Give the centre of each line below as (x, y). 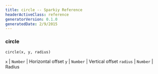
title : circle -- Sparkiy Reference (44, 10)
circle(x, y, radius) (28, 52)
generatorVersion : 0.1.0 (31, 19)
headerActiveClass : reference (37, 15)
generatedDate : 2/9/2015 (31, 24)
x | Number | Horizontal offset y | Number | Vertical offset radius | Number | (79, 61)
